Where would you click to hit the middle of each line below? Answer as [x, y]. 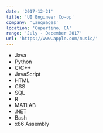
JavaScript [28, 74]
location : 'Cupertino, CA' [39, 28]
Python [23, 62]
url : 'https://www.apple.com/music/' [52, 39]
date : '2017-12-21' [30, 11]
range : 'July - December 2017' [44, 33]
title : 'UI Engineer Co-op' [40, 17]
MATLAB [25, 105]
